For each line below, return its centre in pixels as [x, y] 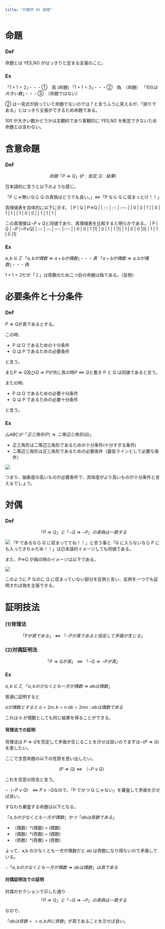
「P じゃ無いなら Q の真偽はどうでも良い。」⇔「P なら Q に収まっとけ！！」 [83, 197]
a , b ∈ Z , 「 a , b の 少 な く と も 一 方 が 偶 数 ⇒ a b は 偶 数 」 [59, 686]
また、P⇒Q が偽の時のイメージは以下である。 [52, 559]
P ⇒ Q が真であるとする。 [31, 324]
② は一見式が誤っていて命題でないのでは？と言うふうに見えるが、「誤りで [81, 104]
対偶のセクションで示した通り [35, 891]
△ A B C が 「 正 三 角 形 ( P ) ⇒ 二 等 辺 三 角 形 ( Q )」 [50, 434]
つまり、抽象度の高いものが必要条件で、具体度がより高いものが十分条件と [80, 477]
